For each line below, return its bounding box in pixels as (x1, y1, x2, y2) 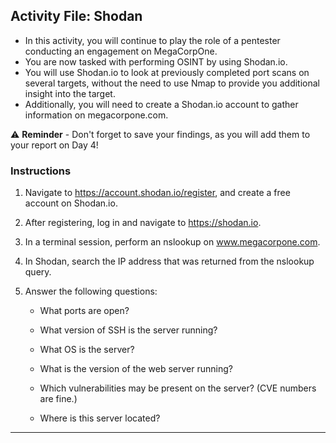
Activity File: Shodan (10, 8, 143, 25)
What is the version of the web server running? (39, 363, 233, 375)
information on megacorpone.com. (24, 109, 169, 121)
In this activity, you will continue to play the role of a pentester (24, 34, 281, 46)
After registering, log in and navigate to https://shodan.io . (24, 217, 262, 229)
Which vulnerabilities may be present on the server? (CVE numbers (39, 382, 317, 394)
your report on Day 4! (10, 139, 99, 151)
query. (24, 266, 52, 278)
